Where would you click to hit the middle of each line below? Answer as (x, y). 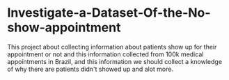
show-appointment (64, 27)
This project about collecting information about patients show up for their (112, 47)
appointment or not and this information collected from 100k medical (105, 54)
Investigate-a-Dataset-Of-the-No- (109, 13)
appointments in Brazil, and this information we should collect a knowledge (115, 61)
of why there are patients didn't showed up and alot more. (90, 69)
